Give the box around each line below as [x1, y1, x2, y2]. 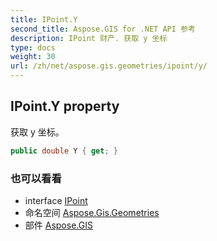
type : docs [10, 42, 56, 53]
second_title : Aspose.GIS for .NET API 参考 [10, 24, 196, 34]
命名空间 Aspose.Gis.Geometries [24, 206, 160, 218]
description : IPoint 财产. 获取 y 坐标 [10, 33, 168, 43]
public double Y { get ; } [10, 146, 118, 156]
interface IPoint [24, 194, 88, 206]
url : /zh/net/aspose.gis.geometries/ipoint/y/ [10, 61, 208, 71]
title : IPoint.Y [10, 14, 78, 25]
